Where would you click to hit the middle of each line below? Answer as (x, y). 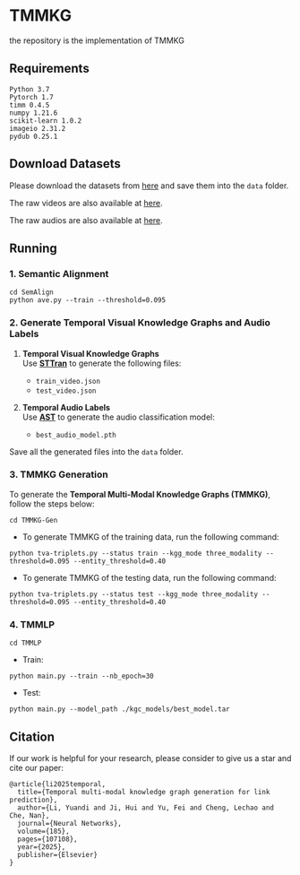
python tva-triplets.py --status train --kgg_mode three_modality (136, 553)
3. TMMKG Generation (59, 474)
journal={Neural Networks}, (70, 823)
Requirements (49, 69)
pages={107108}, (47, 839)
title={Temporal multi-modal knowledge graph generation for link (144, 792)
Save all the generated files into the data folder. (96, 451)
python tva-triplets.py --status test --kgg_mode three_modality (133, 594)
